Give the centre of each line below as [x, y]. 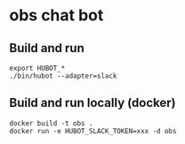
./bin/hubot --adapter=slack [63, 76]
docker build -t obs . [51, 123]
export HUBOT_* [37, 68]
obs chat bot [56, 15]
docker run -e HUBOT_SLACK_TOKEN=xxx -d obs [93, 131]
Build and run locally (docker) [92, 103]
